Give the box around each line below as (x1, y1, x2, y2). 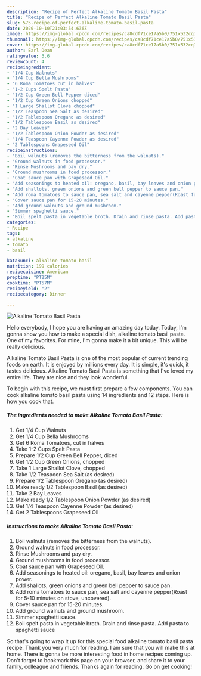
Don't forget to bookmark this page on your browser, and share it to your (7, 657, 185, 664)
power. (15, 576, 33, 583)
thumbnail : (7, 36, 34, 42)
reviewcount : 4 (7, 58, 45, 64)
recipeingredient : (7, 64, 52, 70)
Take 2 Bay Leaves (15, 490, 62, 497)
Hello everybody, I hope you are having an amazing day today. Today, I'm (7, 324, 187, 331)
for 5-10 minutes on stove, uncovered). (15, 594, 112, 602)
